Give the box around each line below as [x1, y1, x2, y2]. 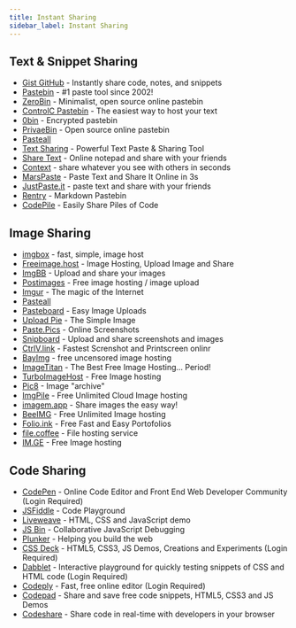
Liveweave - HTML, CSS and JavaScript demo [21, 515, 192, 525]
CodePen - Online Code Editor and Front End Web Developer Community [21, 486, 288, 497]
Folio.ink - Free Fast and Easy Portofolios [21, 418, 172, 430]
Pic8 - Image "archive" [21, 381, 105, 392]
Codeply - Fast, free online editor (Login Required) [21, 580, 206, 591]
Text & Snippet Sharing [9, 54, 139, 69]
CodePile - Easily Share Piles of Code [21, 200, 159, 211]
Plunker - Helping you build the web [21, 533, 153, 544]
